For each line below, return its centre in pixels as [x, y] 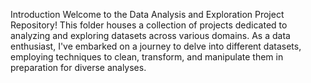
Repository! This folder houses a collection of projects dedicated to [149, 25]
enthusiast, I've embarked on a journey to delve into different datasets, [156, 46]
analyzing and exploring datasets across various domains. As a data [150, 35]
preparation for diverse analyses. [78, 67]
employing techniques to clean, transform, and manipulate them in [147, 57]
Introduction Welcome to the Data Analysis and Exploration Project [147, 14]
